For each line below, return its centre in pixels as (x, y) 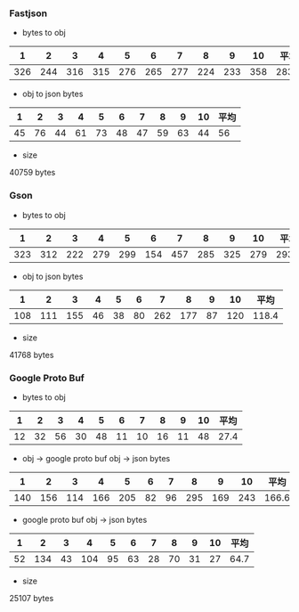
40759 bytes (32, 173)
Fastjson (28, 13)
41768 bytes (32, 355)
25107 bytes (32, 598)
